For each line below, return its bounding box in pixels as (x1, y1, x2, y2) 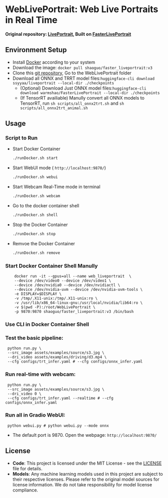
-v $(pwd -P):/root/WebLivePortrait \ (14, 304, 96, 309)
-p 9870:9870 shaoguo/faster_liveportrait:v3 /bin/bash (14, 309, 134, 314)
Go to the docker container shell (12, 203, 79, 209)
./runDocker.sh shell (12, 212, 58, 218)
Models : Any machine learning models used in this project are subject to (12, 471, 163, 477)
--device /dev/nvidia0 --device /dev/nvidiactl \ (14, 282, 121, 288)
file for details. (12, 465, 43, 471)
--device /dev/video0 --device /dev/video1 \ (14, 278, 112, 283)
